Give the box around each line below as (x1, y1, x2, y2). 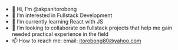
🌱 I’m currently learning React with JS (11, 18, 103, 25)
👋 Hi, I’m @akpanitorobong (11, 6, 77, 12)
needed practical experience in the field (11, 31, 109, 38)
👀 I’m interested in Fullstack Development (11, 12, 113, 19)
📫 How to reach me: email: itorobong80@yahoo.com (11, 37, 141, 44)
